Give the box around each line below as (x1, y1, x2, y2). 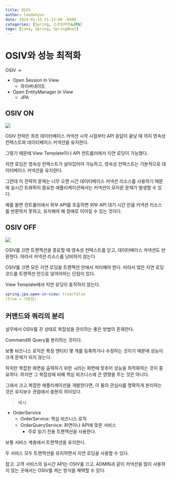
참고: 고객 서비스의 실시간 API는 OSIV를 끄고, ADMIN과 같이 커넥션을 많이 (5, 461, 152, 467)
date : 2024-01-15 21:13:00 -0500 (5, 17, 77, 22)
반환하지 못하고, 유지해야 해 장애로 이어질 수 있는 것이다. (10, 208, 123, 214)
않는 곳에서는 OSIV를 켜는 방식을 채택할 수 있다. (10, 467, 106, 473)
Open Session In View (12, 77, 59, 83)
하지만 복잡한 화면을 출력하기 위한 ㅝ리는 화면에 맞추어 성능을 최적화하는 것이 (5, 365, 158, 371)
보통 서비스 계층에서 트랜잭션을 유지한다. (5, 439, 86, 445)
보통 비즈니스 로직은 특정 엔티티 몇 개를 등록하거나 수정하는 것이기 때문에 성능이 (5, 348, 163, 354)
